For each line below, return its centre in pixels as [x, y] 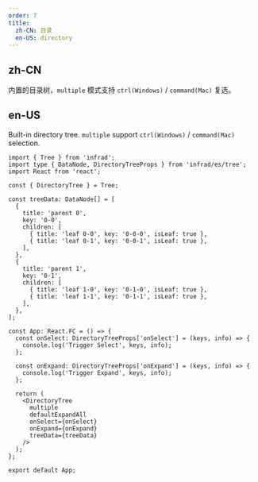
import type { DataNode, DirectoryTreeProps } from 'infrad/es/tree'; [127, 164]
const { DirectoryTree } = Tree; [64, 185]
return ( [30, 394]
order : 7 [23, 15]
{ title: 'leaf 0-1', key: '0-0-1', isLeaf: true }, [118, 241]
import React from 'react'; [55, 172]
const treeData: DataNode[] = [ [62, 199]
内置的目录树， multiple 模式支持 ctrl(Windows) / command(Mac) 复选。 [122, 90]
